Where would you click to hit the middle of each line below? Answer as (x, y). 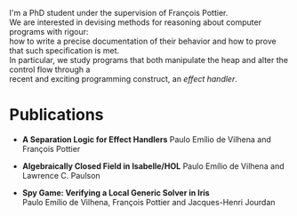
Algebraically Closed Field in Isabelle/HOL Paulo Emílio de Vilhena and (153, 166)
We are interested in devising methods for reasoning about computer (136, 22)
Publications (56, 115)
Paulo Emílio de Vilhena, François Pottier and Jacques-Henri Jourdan (148, 202)
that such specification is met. (64, 51)
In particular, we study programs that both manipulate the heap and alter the (149, 60)
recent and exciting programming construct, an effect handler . (124, 79)
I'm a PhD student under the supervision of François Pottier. (119, 13)
